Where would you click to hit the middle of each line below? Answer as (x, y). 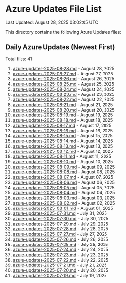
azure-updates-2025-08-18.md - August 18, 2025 (63, 120)
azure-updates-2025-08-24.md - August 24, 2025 (63, 89)
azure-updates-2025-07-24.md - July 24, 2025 (61, 249)
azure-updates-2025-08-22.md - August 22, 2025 (63, 99)
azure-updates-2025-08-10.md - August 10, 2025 (63, 161)
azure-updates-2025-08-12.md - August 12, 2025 (63, 151)
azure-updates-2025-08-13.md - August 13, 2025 (63, 146)
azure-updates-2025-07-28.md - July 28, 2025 (61, 229)
